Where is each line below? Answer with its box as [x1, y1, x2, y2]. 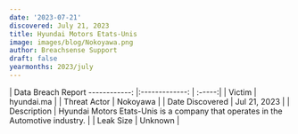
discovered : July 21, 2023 [9, 21, 110, 30]
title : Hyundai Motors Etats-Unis [9, 29, 138, 38]
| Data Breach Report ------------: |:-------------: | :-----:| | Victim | [9, 86, 257, 98]
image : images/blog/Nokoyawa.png [9, 37, 134, 47]
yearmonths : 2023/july [9, 63, 94, 72]
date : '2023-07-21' [9, 12, 82, 22]
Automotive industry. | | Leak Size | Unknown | [9, 114, 180, 125]
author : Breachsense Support [9, 46, 118, 55]
